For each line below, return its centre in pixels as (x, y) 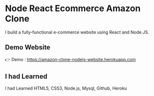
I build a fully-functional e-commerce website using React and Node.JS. (77, 32)
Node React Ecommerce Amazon (73, 8)
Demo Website (28, 47)
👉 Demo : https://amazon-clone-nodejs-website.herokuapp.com (70, 59)
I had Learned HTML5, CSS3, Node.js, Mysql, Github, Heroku (66, 88)
